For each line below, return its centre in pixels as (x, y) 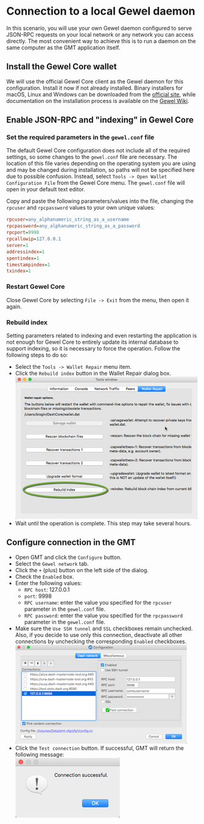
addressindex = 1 (26, 252)
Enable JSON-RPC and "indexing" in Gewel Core (100, 120)
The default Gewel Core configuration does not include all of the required (98, 151)
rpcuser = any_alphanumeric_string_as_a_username (68, 220)
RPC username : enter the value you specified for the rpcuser (98, 602)
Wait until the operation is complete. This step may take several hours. (103, 523)
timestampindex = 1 (28, 265)
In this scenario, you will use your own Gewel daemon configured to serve (99, 28)
